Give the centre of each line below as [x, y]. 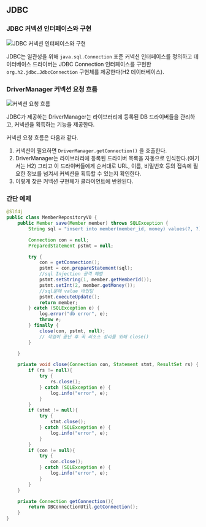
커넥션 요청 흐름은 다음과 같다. [42, 137]
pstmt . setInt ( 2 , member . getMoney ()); [87, 285]
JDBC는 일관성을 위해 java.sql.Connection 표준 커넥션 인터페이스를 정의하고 [99, 56]
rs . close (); [65, 382]
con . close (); [67, 462]
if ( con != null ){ [52, 450]
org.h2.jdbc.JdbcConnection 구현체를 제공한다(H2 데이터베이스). [85, 72]
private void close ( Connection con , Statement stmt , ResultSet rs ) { [108, 365]
